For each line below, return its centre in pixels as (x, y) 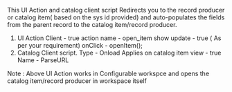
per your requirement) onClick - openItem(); (80, 45)
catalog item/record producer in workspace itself (77, 81)
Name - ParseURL (43, 60)
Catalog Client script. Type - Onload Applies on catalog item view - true (119, 53)
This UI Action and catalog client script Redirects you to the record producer (116, 10)
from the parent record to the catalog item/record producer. (92, 25)
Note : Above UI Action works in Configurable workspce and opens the (108, 73)
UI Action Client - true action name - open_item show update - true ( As (119, 38)
